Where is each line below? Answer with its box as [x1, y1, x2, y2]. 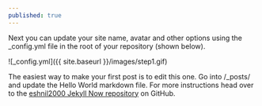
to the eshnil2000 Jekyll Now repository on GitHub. [8, 88, 176, 98]
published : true [8, 11, 62, 20]
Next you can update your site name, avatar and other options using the [8, 33, 243, 42]
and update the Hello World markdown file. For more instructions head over [8, 80, 254, 90]
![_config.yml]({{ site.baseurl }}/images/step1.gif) [8, 57, 168, 66]
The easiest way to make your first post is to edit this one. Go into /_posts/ [8, 71, 251, 81]
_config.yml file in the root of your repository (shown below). [8, 41, 206, 51]
